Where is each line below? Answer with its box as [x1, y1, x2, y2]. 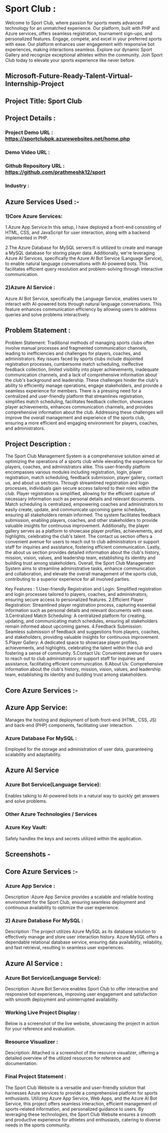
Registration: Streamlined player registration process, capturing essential [5, 602, 156, 608]
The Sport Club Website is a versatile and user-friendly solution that [5, 1084, 145, 1091]
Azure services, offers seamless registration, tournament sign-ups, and [5, 30, 153, 36]
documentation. [5, 1060, 38, 1067]
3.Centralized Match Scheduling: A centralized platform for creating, [5, 613, 146, 619]
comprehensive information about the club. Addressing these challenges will [5, 409, 163, 415]
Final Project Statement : [5, 1073, 67, 1080]
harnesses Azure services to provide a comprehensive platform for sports [5, 1090, 158, 1096]
